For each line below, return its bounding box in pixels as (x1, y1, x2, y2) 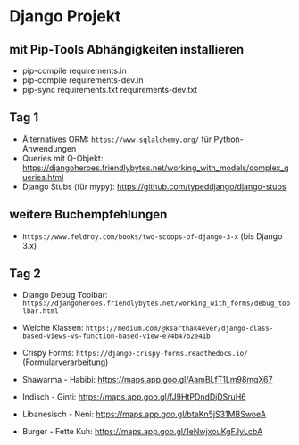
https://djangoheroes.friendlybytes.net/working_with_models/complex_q (21, 162, 289, 173)
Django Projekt (9, 6, 121, 27)
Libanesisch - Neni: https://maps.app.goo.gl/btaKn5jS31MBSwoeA (21, 408, 266, 420)
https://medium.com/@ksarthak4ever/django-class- (85, 324, 274, 334)
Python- (213, 134, 244, 144)
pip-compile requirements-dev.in (21, 75, 144, 86)
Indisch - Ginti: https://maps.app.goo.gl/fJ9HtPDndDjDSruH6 (21, 391, 247, 402)
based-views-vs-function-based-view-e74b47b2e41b (21, 332, 212, 341)
